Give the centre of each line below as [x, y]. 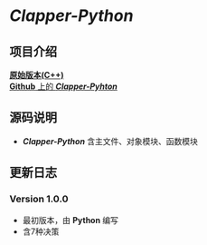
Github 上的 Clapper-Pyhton [63, 86]
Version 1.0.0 [39, 199]
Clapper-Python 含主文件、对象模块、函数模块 [110, 141]
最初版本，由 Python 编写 [71, 220]
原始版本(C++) [37, 75]
